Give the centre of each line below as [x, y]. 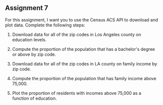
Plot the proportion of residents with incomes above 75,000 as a [77, 93]
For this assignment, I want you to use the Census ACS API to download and [82, 20]
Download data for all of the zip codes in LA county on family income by [85, 63]
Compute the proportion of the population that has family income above [84, 78]
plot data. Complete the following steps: [45, 25]
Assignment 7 [27, 8]
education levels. [29, 40]
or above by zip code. [34, 54]
